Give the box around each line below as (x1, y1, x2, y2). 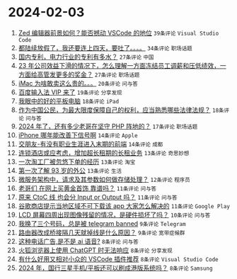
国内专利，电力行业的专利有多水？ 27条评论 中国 (18, 52, 154, 61)
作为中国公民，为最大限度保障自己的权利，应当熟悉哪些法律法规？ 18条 (18, 106, 224, 114)
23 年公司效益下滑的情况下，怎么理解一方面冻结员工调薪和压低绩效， (18, 61, 220, 69)
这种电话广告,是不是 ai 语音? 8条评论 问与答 (18, 237, 139, 245)
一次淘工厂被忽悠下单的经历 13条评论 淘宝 (18, 157, 136, 166)
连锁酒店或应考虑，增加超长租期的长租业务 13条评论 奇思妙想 (18, 148, 190, 156)
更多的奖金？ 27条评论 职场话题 (55, 70, 140, 79)
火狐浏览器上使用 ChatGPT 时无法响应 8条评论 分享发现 (18, 246, 173, 254)
